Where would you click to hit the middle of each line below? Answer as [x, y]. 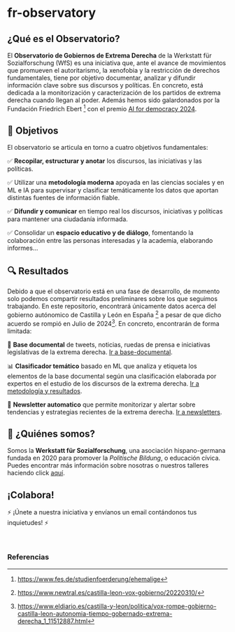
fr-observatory [52, 13]
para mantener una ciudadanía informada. [67, 219]
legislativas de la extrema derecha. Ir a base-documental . [90, 352]
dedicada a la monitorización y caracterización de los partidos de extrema [114, 93]
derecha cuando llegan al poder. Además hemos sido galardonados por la [114, 100]
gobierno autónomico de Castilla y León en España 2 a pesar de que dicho [114, 314]
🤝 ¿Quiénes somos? [51, 434]
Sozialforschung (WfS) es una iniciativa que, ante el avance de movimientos [117, 63]
